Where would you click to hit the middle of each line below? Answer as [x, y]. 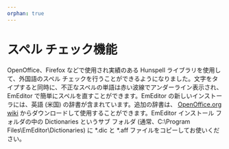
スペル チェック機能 [62, 49]
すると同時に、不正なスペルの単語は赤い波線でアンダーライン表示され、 [121, 87]
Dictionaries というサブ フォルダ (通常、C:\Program [117, 122]
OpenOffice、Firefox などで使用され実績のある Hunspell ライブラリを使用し [114, 70]
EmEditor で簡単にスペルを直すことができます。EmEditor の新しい [100, 95]
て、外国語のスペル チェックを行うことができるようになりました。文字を [110, 78]
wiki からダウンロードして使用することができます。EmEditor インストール [111, 113]
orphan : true [26, 13]
